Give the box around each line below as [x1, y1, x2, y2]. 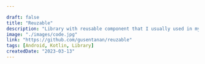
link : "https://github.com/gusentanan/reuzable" [6, 37, 132, 43]
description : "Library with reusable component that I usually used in [6, 26, 192, 32]
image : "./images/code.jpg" [6, 31, 78, 37]
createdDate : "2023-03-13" [6, 48, 75, 55]
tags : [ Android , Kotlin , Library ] [6, 43, 95, 49]
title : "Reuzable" [6, 20, 53, 26]
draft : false [6, 14, 40, 20]
